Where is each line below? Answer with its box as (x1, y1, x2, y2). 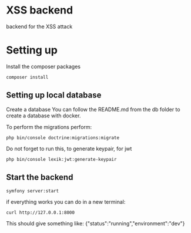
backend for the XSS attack (6, 23, 73, 30)
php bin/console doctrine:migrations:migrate (6, 134, 119, 141)
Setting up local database (6, 90, 102, 100)
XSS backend (6, 4, 73, 17)
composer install (6, 74, 49, 80)
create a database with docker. (6, 112, 81, 119)
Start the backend (6, 173, 73, 183)
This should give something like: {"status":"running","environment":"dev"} (6, 220, 185, 227)
